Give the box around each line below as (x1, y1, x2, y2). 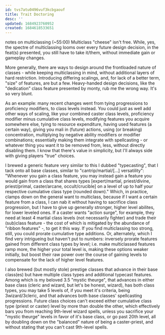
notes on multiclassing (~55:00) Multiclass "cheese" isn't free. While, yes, (5, 39, 156, 45)
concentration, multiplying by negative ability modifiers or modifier (5, 132, 141, 138)
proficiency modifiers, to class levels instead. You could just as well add (5, 106, 152, 112)
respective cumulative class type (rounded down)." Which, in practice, (5, 189, 148, 195)
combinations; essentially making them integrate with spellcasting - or (5, 137, 148, 143)
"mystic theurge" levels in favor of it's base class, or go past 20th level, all (5, 314, 156, 320)
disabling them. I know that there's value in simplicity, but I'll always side (5, 148, 153, 154)
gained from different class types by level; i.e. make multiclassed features (5, 241, 155, 247)
